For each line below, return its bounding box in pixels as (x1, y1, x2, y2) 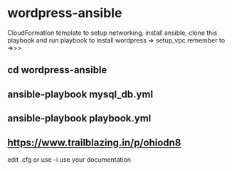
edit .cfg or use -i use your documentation (7, 155, 132, 164)
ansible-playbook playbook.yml (7, 112, 152, 125)
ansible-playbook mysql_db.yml (7, 88, 154, 100)
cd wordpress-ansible (7, 64, 107, 76)
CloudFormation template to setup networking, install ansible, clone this (7, 28, 218, 37)
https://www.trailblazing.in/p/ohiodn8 (7, 136, 181, 148)
